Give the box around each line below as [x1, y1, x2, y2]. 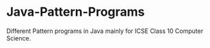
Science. [6, 34, 31, 42]
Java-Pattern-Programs [6, 4, 145, 20]
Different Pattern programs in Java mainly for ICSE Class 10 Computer [6, 27, 203, 35]
